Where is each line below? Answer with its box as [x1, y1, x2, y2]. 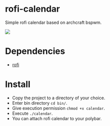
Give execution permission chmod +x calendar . [12, 105, 105, 111]
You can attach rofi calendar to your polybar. [12, 115, 102, 121]
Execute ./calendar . [12, 110, 53, 116]
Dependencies [5, 46, 65, 57]
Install [5, 79, 31, 90]
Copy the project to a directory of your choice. [12, 95, 106, 101]
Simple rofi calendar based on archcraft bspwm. [5, 19, 102, 25]
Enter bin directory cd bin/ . [12, 100, 67, 106]
